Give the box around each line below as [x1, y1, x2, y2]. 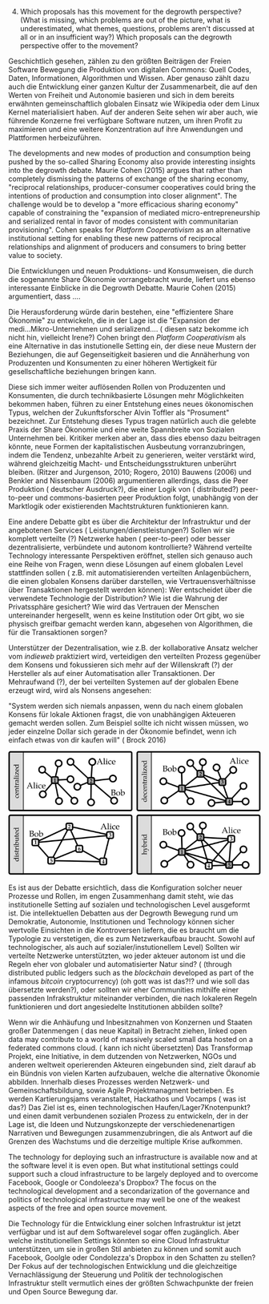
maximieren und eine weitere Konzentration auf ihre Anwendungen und [8, 124, 243, 134]
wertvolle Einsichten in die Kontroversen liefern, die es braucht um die [8, 925, 239, 936]
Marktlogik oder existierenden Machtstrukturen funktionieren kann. [8, 501, 230, 511]
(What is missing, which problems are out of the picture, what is [19, 15, 231, 25]
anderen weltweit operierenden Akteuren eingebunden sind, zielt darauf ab [8, 1061, 256, 1070]
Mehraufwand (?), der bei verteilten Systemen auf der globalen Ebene [8, 677, 239, 686]
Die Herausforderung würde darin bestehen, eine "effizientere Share [8, 308, 234, 316]
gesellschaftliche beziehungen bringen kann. [8, 367, 157, 376]
